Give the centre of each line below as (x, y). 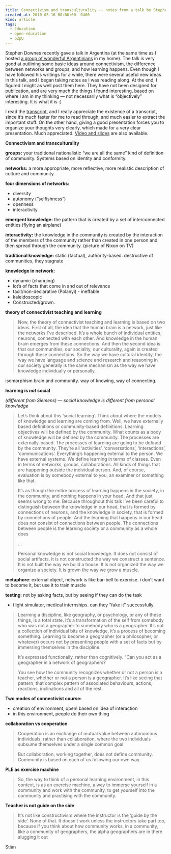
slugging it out (33, 837)
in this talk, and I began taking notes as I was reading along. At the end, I (81, 80)
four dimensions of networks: (37, 183)
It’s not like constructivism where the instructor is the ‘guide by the (87, 815)
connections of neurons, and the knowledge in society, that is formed (91, 512)
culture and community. (30, 173)
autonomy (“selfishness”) (39, 199)
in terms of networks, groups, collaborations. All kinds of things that (89, 464)
